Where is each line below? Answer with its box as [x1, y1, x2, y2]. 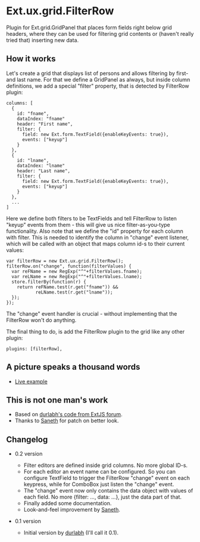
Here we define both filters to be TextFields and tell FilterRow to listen [6, 214, 177, 222]
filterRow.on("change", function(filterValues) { [6, 263, 132, 269]
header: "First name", [17, 121, 73, 127]
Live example [14, 378, 48, 385]
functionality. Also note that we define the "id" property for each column [6, 228, 183, 235]
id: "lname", [17, 157, 49, 163]
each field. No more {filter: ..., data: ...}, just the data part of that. [23, 493, 182, 501]
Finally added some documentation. [23, 500, 112, 507]
